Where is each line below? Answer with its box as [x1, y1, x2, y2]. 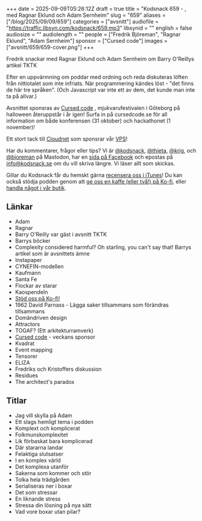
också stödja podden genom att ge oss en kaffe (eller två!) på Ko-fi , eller [6, 178, 187, 185]
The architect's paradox [14, 378, 75, 385]
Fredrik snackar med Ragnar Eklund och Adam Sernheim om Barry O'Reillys [6, 56, 195, 62]
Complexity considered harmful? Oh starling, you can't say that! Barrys [14, 243, 192, 251]
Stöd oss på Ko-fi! [14, 295, 60, 302]
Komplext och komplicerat [14, 424, 80, 432]
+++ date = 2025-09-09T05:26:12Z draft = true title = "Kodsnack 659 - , [6, 5, 187, 12]
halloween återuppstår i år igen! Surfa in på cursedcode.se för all [6, 111, 168, 118]
